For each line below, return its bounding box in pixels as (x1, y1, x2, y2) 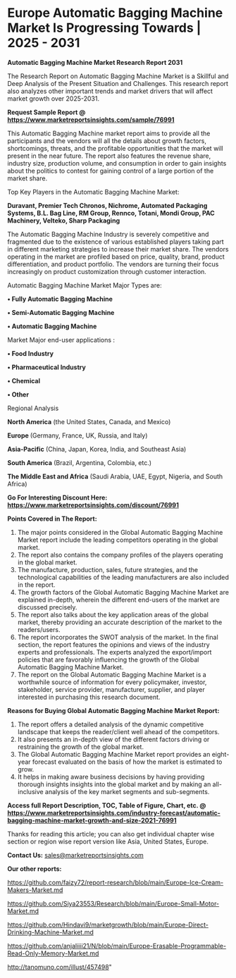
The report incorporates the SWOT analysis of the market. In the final (17, 633, 218, 641)
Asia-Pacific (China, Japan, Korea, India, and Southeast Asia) (7, 445, 187, 453)
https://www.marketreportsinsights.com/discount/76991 (7, 500, 180, 509)
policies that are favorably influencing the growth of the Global (17, 655, 199, 664)
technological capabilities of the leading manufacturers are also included (17, 573, 229, 581)
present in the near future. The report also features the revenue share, (7, 151, 211, 160)
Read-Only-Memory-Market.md (7, 949, 99, 958)
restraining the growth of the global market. (17, 742, 144, 751)
